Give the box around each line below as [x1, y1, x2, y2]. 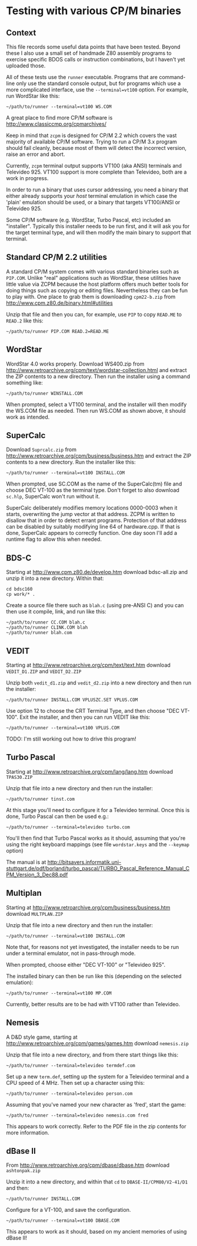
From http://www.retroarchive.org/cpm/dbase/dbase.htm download [6, 1162, 169, 1169]
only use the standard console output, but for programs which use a [16, 80, 181, 87]
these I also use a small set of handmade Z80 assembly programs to [6, 50, 172, 57]
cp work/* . [6, 592, 35, 598]
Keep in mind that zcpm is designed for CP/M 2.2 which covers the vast [6, 132, 177, 139]
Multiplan [6, 888, 42, 898]
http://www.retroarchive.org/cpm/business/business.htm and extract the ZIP [6, 452, 192, 459]
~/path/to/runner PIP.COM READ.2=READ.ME [6, 328, 109, 334]
